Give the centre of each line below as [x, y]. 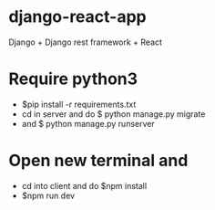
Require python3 [73, 79]
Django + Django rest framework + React [86, 42]
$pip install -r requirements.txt [79, 104]
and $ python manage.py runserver [88, 123]
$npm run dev [48, 195]
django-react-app [77, 17]
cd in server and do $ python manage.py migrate [113, 114]
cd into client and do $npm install [84, 185]
